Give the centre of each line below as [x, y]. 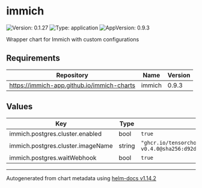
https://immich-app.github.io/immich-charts [72, 85]
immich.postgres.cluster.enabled [56, 133]
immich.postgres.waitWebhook [53, 157]
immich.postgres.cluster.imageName [61, 145]
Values [20, 107]
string [127, 145]
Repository [72, 75]
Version [179, 75]
